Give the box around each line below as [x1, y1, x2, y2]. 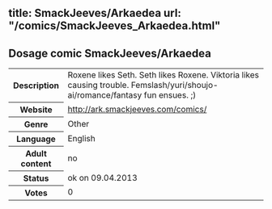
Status [23, 173, 49, 184]
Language [15, 133, 57, 144]
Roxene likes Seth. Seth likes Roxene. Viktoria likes [67, 69, 260, 81]
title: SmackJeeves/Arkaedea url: [8, 6, 182, 20]
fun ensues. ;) [143, 90, 197, 101]
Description [13, 80, 59, 91]
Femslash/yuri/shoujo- [130, 80, 219, 91]
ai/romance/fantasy [67, 90, 142, 101]
